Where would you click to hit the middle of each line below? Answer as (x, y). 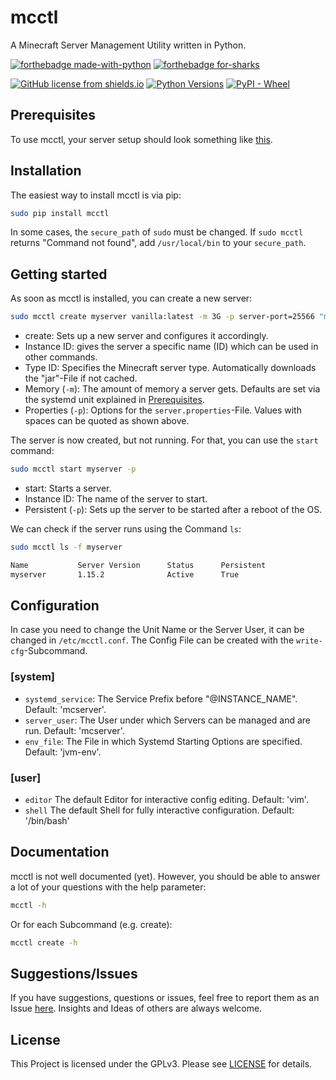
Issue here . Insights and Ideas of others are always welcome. (136, 1008)
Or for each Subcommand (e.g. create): (91, 924)
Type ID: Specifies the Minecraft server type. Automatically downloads (170, 368)
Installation (46, 171)
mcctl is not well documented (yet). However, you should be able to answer (165, 876)
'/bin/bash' (47, 821)
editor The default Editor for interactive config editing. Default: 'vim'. (166, 800)
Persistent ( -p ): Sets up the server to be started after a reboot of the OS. (173, 509)
